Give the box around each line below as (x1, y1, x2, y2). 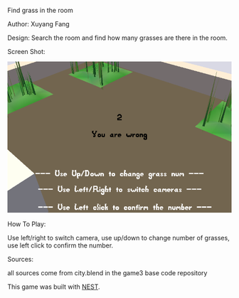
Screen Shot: (7, 48, 46, 55)
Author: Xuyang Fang (7, 20, 70, 28)
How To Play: (7, 220, 46, 228)
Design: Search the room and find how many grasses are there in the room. (7, 33, 228, 42)
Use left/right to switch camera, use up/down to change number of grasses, (7, 234, 230, 243)
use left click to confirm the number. (7, 241, 114, 250)
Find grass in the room (7, 6, 73, 14)
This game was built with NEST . (7, 282, 100, 291)
